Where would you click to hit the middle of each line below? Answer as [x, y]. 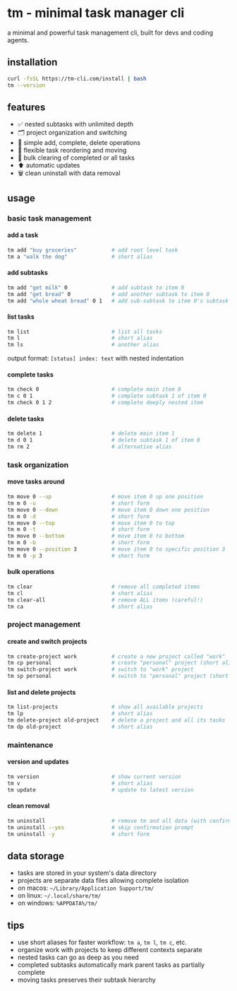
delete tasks [26, 418]
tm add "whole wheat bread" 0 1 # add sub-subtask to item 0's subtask [118, 301]
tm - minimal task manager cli [96, 13]
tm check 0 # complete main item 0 [94, 389]
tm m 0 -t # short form [79, 529]
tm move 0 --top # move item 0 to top [91, 523]
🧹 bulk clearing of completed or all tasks [76, 158]
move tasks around [36, 481]
